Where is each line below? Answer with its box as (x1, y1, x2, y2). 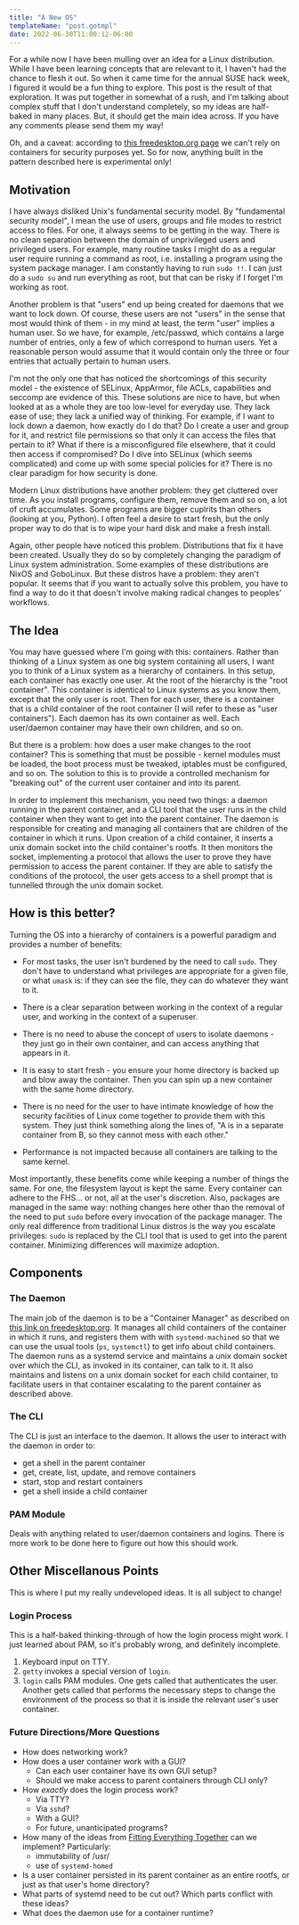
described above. (9, 1388, 74, 1399)
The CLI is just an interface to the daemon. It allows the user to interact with (9, 1430, 287, 1441)
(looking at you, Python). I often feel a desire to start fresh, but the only (9, 513, 270, 524)
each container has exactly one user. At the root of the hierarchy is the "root (9, 675, 288, 685)
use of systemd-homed (35, 1860, 113, 1871)
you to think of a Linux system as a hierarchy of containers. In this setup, (9, 666, 276, 676)
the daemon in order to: (9, 1440, 96, 1451)
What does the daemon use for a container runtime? (21, 1907, 214, 1918)
